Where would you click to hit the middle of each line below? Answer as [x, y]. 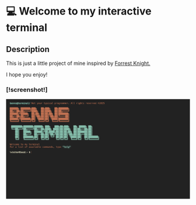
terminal [27, 28]
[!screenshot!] [27, 89]
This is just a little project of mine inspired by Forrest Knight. [78, 63]
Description [28, 49]
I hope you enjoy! [27, 74]
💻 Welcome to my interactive [79, 11]
